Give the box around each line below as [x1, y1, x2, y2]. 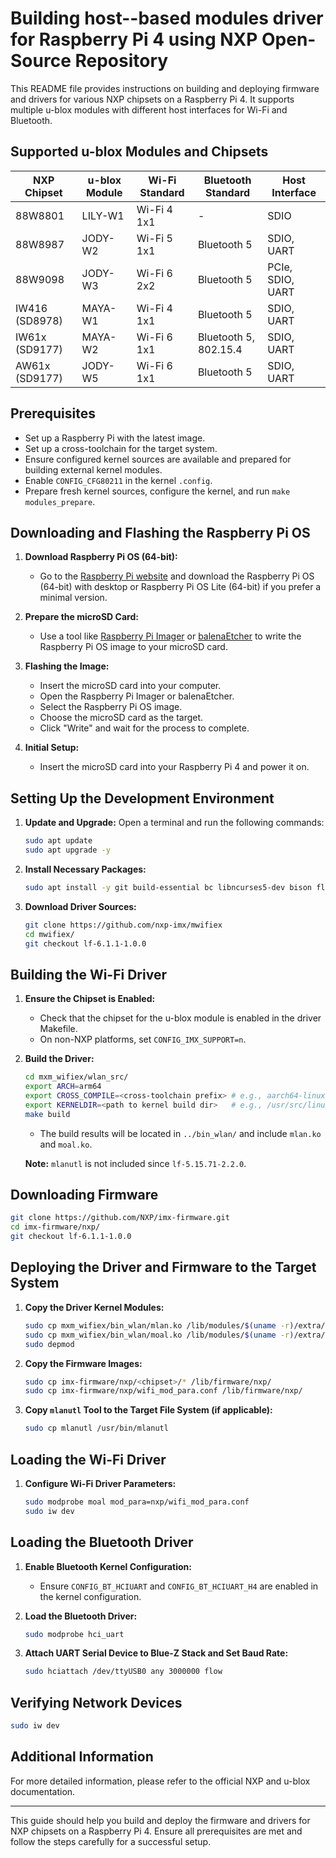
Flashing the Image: [24, 660, 110, 672]
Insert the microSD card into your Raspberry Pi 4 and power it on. [39, 761, 310, 773]
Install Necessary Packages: [24, 863, 147, 875]
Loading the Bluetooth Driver [10, 1534, 194, 1551]
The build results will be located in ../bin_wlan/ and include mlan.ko [39, 1127, 322, 1139]
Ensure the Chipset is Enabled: [24, 993, 156, 1005]
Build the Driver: [24, 1053, 95, 1065]
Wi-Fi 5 [136, 231, 173, 245]
